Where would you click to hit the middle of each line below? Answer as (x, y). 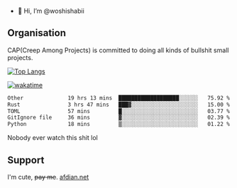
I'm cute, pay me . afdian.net (48, 177)
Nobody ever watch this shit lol (53, 138)
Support (26, 160)
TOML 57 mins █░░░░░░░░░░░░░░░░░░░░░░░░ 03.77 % (119, 111)
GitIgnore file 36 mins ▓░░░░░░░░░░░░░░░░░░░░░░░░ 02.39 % (119, 118)
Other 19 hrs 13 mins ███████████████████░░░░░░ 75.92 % (119, 98)
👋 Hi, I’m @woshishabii (51, 11)
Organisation (37, 33)
